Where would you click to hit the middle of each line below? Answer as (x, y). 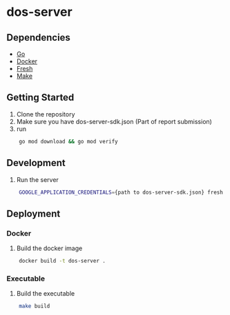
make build (35, 306)
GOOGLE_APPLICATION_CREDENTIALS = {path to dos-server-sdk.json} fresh (121, 192)
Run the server (38, 179)
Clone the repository (46, 114)
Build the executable (46, 294)
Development (36, 163)
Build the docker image (49, 248)
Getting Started (40, 98)
